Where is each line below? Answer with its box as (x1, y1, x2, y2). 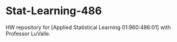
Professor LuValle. (5, 30, 51, 37)
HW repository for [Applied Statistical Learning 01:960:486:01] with (5, 24, 171, 31)
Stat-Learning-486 (5, 4, 102, 18)
